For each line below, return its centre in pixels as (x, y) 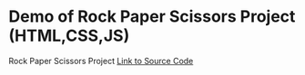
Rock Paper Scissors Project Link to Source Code (101, 61)
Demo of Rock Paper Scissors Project (152, 17)
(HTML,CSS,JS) (69, 36)
